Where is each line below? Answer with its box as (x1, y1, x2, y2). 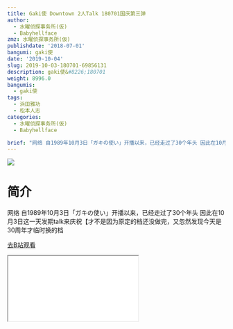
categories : (7, 113, 42, 120)
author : (7, 17, 30, 24)
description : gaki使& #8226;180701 (7, 68, 106, 75)
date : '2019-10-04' (7, 56, 64, 63)
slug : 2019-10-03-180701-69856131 (7, 62, 107, 69)
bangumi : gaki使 (7, 49, 53, 56)
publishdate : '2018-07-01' (7, 42, 85, 49)
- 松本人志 (13, 107, 41, 114)
